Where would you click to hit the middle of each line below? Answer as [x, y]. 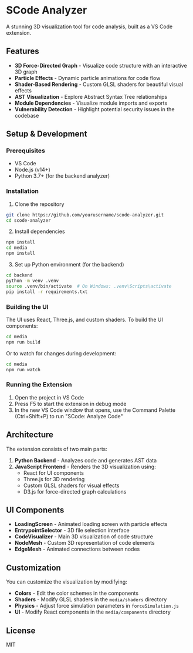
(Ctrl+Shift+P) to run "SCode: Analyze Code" [69, 416]
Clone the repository [39, 204]
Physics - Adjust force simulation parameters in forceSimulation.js [97, 606]
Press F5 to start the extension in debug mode [70, 404]
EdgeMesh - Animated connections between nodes [77, 549]
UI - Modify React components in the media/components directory [93, 612]
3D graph [26, 72]
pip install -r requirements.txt [47, 292]
